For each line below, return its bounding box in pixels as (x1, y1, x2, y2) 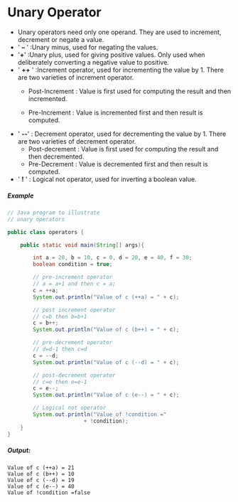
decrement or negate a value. (17, 35, 104, 43)
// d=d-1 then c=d (33, 346, 87, 353)
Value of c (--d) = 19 (7, 476, 75, 484)
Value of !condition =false (7, 488, 91, 496)
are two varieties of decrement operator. (17, 137, 136, 146)
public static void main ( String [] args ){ (20, 241, 144, 249)
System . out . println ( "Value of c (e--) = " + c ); (33, 392, 180, 399)
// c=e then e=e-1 (33, 378, 87, 385)
